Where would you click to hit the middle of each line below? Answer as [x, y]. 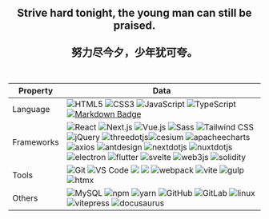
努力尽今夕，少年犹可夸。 [134, 52]
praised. [134, 26]
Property [36, 91]
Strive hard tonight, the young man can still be [134, 13]
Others [25, 198]
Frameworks [36, 142]
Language [31, 109]
